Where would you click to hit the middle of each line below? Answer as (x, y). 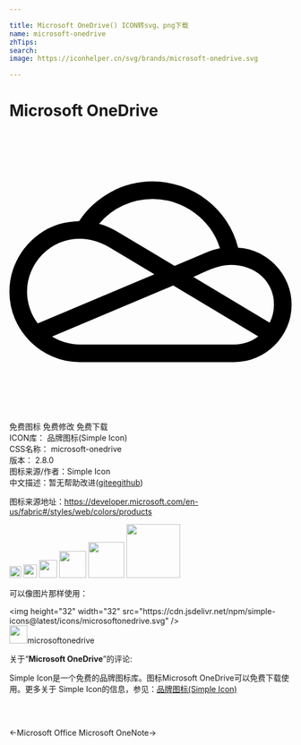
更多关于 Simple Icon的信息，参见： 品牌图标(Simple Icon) (131, 689)
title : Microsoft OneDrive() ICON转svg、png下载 (99, 25)
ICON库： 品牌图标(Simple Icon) (69, 438)
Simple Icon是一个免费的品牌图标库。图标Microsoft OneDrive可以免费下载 (146, 678)
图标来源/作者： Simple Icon (60, 472)
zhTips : (24, 42)
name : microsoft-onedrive (57, 34)
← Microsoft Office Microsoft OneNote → (83, 733)
